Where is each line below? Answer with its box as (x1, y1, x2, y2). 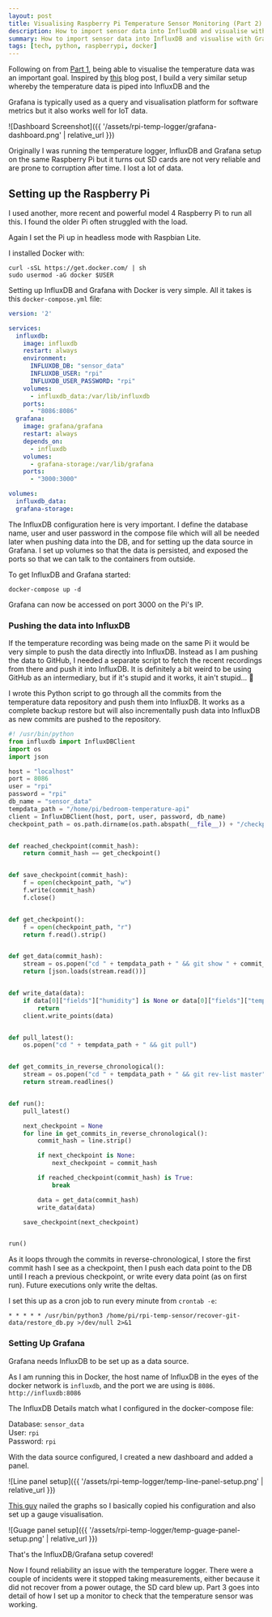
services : (8, 324, 42, 333)
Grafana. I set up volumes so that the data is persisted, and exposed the (8, 545, 249, 555)
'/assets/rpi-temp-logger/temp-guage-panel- (88, 1525, 240, 1534)
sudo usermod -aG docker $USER (8, 271, 114, 279)
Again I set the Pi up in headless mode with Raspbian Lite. (8, 232, 202, 242)
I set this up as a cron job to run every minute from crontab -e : (8, 1296, 217, 1306)
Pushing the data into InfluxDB (8, 620, 131, 631)
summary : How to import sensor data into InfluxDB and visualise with (8, 34, 252, 43)
